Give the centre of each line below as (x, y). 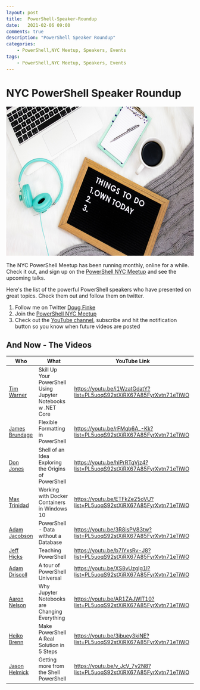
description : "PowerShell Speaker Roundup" (61, 38)
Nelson (18, 605)
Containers (52, 502)
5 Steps (48, 652)
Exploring (50, 462)
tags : (13, 57)
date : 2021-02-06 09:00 (38, 25)
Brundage (21, 435)
